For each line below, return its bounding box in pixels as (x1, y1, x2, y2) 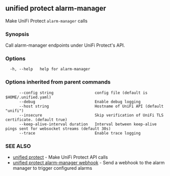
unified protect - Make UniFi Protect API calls (12, 154, 109, 160)
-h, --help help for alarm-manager (10, 67, 91, 72)
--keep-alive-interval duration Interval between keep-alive (18, 122, 157, 127)
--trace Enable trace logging (18, 130, 141, 135)
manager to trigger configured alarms (12, 165, 92, 171)
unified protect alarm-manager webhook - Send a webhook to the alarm (12, 160, 165, 166)
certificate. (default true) (5, 117, 68, 122)
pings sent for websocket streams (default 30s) (5, 126, 111, 131)
